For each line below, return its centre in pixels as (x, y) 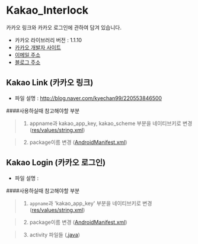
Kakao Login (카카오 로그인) (56, 163)
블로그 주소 (28, 62)
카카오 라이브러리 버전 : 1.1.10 (48, 40)
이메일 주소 (28, 54)
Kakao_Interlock (47, 10)
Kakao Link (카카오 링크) (50, 83)
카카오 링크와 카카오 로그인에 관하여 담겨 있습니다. (64, 27)
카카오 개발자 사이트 (38, 47)
